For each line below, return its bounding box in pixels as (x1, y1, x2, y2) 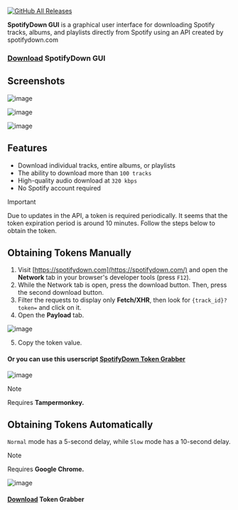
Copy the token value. (17, 338, 82, 347)
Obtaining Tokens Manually (7, 246, 131, 259)
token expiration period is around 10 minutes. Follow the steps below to (7, 219, 215, 227)
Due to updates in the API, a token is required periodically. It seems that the (7, 211, 228, 219)
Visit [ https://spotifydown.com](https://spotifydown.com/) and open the (17, 266, 229, 274)
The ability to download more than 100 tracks (17, 168, 152, 177)
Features (7, 142, 48, 154)
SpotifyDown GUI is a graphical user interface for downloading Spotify (7, 21, 215, 28)
